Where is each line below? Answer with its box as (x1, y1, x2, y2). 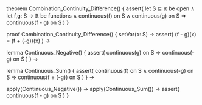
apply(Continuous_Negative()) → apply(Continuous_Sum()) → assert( (6, 86, 179, 92)
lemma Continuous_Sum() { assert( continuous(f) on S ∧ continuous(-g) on (6, 67, 194, 74)
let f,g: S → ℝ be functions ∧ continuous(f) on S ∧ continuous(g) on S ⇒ (6, 12, 187, 19)
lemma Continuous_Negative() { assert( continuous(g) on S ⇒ (6, 49, 161, 56)
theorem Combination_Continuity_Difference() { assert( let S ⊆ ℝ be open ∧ (6, 5, 195, 12)
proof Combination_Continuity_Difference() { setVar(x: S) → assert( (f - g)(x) (6, 31, 197, 38)
